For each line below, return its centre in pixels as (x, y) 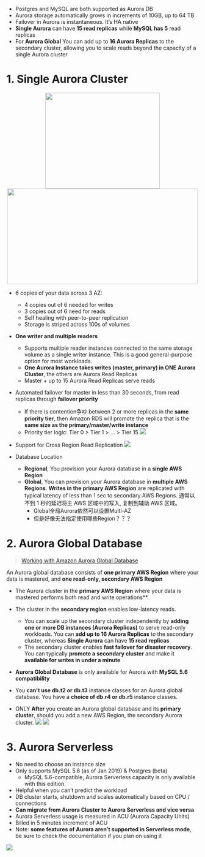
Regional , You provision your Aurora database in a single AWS (103, 469)
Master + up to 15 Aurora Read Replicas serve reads (90, 380)
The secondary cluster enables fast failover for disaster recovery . (108, 647)
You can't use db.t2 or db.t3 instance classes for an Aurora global (99, 690)
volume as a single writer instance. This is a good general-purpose (108, 354)
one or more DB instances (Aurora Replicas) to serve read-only (105, 627)
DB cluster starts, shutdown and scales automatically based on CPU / (103, 796)
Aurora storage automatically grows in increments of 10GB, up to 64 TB (105, 15)
